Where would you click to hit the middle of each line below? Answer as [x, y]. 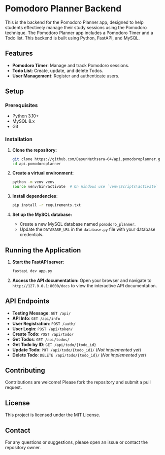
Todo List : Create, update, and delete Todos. [58, 70]
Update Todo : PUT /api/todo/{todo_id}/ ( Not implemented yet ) [77, 350]
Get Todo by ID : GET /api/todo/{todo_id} [54, 344]
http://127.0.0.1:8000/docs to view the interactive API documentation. [84, 285]
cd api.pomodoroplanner [37, 164]
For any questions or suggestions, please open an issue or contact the [77, 442]
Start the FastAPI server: [38, 262]
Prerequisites [21, 105]
